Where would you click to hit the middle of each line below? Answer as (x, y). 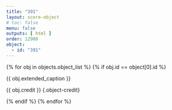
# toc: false (22, 22)
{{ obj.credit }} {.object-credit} (43, 90)
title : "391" (22, 12)
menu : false (21, 28)
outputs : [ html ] (29, 34)
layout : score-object (33, 17)
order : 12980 (22, 39)
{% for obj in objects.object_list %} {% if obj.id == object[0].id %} (86, 67)
